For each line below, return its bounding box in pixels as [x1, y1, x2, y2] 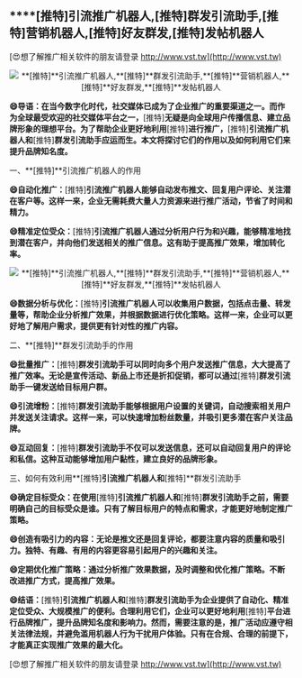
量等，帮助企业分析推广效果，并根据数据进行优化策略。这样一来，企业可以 [9, 309, 285, 320]
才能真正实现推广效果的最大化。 [9, 639, 128, 650]
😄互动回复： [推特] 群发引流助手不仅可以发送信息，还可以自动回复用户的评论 [9, 442, 291, 453]
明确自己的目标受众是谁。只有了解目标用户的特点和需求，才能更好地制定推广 [9, 503, 293, 514]
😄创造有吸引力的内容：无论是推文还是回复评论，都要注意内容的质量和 [9, 533, 270, 544]
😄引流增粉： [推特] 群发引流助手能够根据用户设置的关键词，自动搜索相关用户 [9, 400, 291, 411]
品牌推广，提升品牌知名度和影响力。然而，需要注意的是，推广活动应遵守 [16, 617, 285, 628]
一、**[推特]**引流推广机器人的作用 [9, 165, 142, 176]
